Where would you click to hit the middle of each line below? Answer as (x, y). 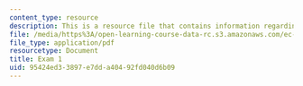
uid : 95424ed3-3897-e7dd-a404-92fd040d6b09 (92, 68)
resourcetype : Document (54, 51)
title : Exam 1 (36, 59)
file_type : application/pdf (62, 43)
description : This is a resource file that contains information (134, 26)
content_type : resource (54, 17)
